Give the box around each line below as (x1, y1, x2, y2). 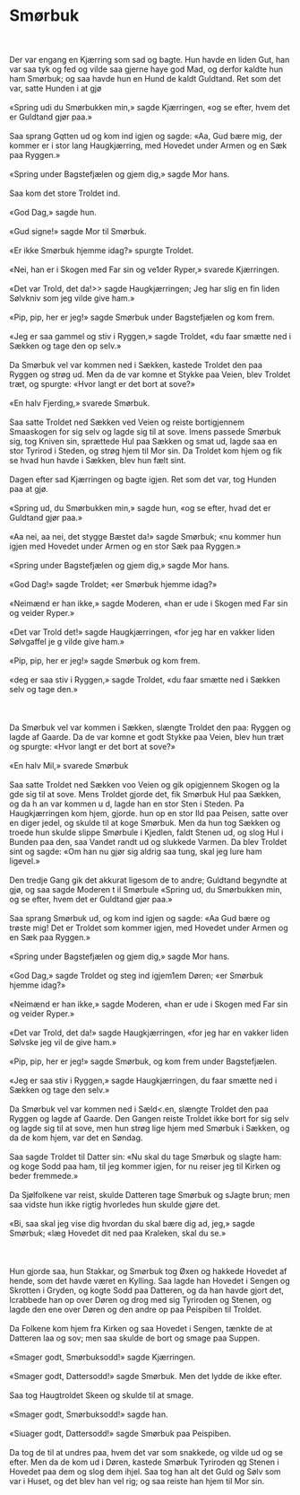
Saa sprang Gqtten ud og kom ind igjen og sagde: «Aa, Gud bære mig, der (9, 130, 283, 141)
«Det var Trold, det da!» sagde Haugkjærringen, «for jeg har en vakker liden (9, 1027, 289, 1038)
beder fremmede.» (9, 1170, 79, 1181)
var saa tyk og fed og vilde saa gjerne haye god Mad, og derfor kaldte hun (9, 64, 284, 75)
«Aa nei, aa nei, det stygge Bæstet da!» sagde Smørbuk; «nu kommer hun (9, 531, 282, 541)
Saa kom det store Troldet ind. (9, 188, 121, 198)
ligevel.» (9, 855, 40, 866)
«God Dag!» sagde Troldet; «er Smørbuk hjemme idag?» (9, 578, 218, 589)
